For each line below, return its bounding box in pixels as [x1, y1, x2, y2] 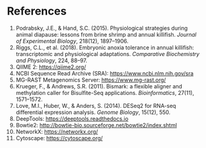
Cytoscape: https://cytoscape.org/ [15, 134, 103, 141]
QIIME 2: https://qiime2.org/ [15, 63, 86, 71]
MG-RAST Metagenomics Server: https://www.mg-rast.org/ [15, 76, 166, 83]
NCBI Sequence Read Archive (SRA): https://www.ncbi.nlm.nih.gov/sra [15, 69, 194, 77]
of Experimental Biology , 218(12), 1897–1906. [15, 37, 129, 44]
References [7, 4, 67, 18]
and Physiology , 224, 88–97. [15, 57, 87, 64]
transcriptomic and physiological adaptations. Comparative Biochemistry [15, 50, 200, 57]
